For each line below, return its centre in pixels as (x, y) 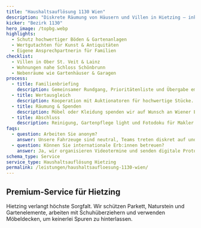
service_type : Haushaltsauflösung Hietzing (61, 162)
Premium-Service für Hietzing (63, 192)
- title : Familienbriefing (45, 84)
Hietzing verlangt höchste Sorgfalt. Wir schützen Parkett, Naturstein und (95, 206)
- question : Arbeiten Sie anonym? (54, 134)
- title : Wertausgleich (41, 95)
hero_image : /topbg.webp (37, 28)
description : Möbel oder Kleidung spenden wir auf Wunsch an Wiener (104, 112)
